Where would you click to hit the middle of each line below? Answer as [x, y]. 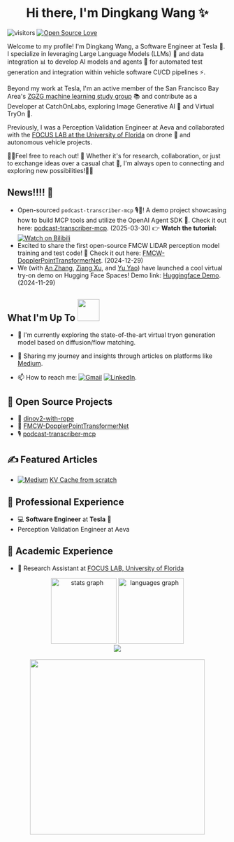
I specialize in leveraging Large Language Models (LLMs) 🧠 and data [106, 53]
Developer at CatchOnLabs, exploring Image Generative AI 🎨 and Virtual [111, 106]
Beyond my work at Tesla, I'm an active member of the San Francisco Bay [113, 88]
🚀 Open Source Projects [60, 402]
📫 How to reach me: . [77, 377]
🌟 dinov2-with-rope [46, 419]
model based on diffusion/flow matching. [76, 342]
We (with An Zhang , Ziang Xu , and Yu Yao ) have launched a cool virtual [120, 268]
